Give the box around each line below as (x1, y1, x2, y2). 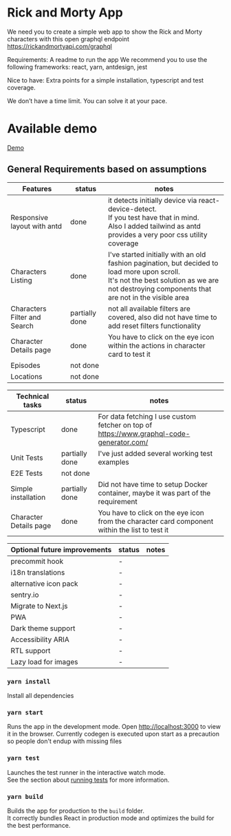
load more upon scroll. (107, 267, 180, 276)
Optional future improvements (10, 544, 112, 554)
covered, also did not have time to (107, 312, 218, 322)
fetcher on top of (98, 420, 153, 430)
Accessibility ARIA (10, 635, 70, 644)
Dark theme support (10, 624, 76, 633)
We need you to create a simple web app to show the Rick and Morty (7, 27, 203, 36)
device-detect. (107, 204, 157, 214)
